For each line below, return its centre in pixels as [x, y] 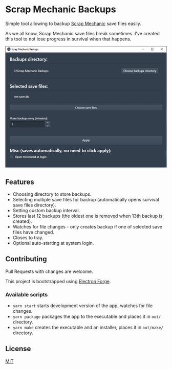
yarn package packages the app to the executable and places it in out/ [87, 317]
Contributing [26, 259]
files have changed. [34, 232]
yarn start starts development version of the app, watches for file [83, 306]
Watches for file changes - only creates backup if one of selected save [88, 226]
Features [20, 182]
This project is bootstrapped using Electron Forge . [58, 281]
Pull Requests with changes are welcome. [49, 271]
